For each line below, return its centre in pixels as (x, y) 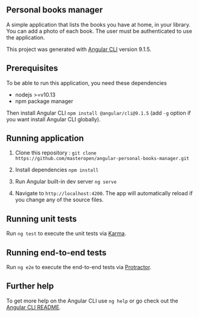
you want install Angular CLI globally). (54, 119)
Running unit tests (42, 219)
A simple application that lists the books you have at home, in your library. (99, 24)
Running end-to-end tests (56, 252)
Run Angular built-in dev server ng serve (66, 182)
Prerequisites (32, 68)
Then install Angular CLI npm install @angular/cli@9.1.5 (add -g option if (99, 113)
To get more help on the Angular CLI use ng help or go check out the (92, 301)
